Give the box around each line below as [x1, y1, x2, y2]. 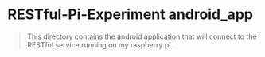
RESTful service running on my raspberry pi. [26, 40, 173, 49]
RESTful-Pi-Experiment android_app [7, 6, 254, 24]
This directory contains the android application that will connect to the [26, 32, 257, 41]
